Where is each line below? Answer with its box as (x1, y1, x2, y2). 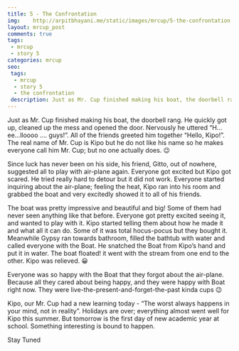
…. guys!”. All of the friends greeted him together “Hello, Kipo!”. (39, 131, 225, 139)
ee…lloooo (7, 131, 38, 139)
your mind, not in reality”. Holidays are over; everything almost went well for (7, 307, 230, 315)
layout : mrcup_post (7, 23, 65, 31)
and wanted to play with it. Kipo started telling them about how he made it (7, 219, 223, 227)
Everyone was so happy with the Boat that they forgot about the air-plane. (7, 271, 224, 279)
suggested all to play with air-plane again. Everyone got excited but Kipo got (7, 168, 231, 175)
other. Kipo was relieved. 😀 (7, 256, 89, 265)
